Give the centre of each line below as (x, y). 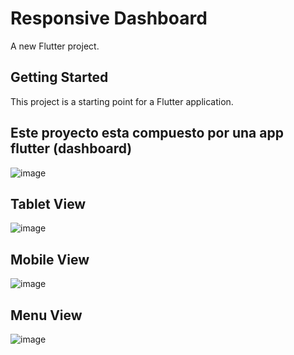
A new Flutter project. (55, 46)
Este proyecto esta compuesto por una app (147, 133)
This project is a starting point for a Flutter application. (122, 101)
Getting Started (59, 77)
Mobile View (50, 259)
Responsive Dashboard (109, 18)
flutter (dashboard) (71, 148)
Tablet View (48, 203)
